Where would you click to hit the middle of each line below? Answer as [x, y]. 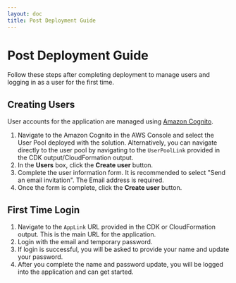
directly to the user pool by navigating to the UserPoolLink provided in [119, 150]
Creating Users [41, 104]
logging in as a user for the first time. [61, 83]
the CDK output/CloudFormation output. [75, 158]
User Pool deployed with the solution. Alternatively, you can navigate [117, 143]
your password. [40, 257]
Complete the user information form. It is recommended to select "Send [122, 173]
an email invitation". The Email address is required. [91, 180]
